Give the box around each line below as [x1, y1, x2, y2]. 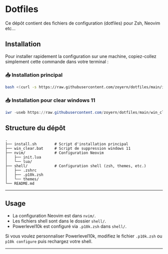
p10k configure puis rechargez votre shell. [5, 238, 92, 244]
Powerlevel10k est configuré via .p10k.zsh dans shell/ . [12, 223, 127, 229]
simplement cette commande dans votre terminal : [5, 59, 109, 65]
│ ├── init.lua [5, 154, 41, 160]
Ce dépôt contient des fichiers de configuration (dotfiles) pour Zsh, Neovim [5, 20, 160, 26]
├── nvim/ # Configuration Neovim [5, 150, 104, 155]
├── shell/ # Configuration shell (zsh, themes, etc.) [5, 163, 146, 168]
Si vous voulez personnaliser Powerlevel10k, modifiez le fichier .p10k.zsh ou [5, 233, 162, 239]
